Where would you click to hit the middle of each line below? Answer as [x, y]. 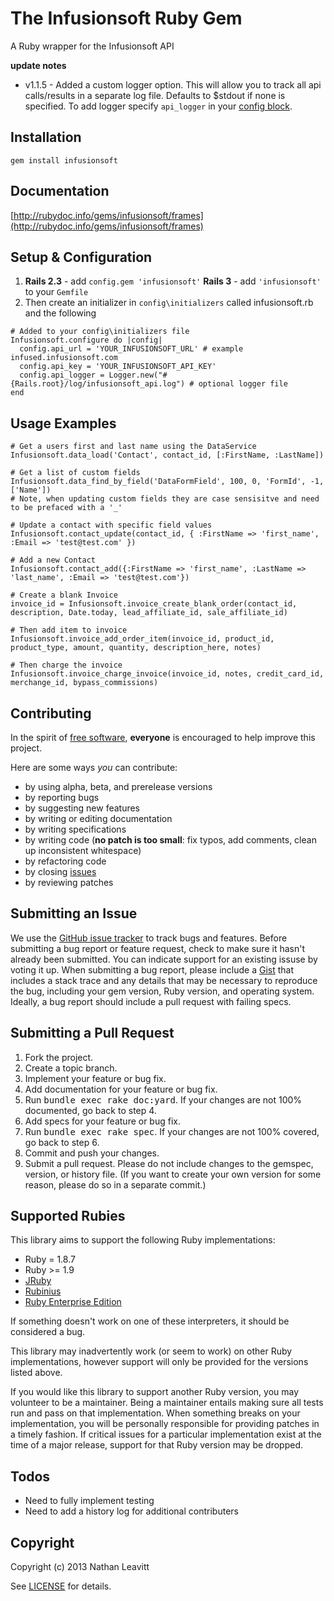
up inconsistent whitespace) [83, 850]
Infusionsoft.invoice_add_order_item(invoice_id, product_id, [142, 639]
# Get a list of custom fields [75, 473]
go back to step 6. [62, 1142]
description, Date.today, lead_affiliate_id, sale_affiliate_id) [149, 613]
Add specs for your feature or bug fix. [102, 1121]
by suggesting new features [82, 808]
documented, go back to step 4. [90, 1110]
